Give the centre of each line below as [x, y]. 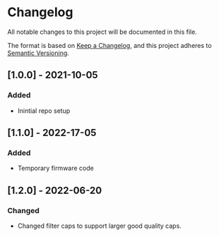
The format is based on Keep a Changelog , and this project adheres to [109, 45]
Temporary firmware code [55, 168]
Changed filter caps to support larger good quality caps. [99, 226]
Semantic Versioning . [38, 53]
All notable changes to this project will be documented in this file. [102, 32]
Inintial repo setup [44, 111]
